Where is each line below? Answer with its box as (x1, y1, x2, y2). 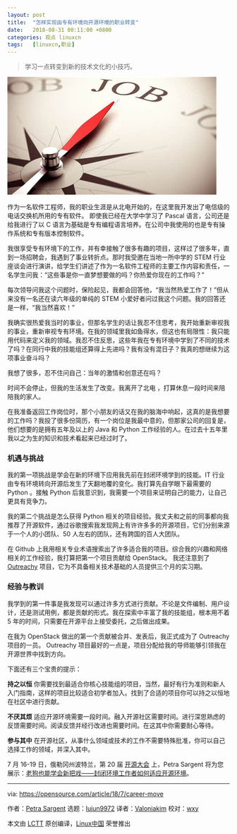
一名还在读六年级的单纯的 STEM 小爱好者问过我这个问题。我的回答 (25, 294, 220, 303)
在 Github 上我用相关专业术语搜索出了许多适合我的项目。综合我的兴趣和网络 (7, 544, 228, 554)
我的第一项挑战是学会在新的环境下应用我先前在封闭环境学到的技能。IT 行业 (7, 470, 225, 479)
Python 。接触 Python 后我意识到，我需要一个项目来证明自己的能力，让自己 (7, 488, 227, 497)
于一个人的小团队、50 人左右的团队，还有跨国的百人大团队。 (7, 530, 184, 538)
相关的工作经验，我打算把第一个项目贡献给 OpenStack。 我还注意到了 (7, 554, 210, 562)
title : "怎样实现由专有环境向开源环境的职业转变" (7, 18, 139, 26)
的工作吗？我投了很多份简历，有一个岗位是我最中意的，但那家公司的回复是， (7, 417, 230, 425)
